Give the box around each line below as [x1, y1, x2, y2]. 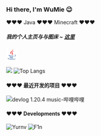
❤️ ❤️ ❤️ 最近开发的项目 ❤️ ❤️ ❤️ [6, 81, 77, 88]
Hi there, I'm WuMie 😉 [6, 5, 72, 14]
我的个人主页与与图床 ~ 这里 [6, 33, 75, 40]
